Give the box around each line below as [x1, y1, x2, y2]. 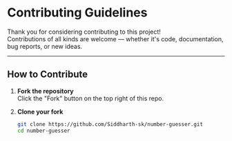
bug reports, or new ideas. [7, 42, 83, 50]
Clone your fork [17, 107, 64, 116]
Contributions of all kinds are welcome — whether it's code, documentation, [7, 34, 224, 43]
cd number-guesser [17, 127, 70, 134]
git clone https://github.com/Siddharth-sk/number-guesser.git [17, 120, 204, 128]
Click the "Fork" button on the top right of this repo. [17, 94, 164, 102]
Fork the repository [17, 87, 74, 95]
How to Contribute [7, 69, 88, 80]
